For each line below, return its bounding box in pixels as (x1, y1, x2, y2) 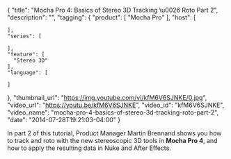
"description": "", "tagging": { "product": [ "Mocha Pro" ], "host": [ (7, 13, 196, 22)
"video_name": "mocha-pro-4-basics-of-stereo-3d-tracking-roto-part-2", (7, 108, 219, 117)
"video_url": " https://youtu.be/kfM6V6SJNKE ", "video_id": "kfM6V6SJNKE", (7, 101, 225, 109)
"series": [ (7, 33, 42, 40)
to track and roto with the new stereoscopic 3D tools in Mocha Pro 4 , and (7, 137, 218, 144)
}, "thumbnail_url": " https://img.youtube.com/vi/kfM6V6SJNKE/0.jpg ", (7, 94, 207, 101)
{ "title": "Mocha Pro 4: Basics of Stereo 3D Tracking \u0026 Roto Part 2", (7, 6, 218, 14)
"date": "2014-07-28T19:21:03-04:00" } (7, 116, 120, 124)
